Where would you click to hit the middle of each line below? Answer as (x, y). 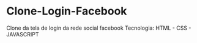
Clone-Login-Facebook (67, 11)
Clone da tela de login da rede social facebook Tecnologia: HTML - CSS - (99, 28)
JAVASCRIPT (23, 34)
